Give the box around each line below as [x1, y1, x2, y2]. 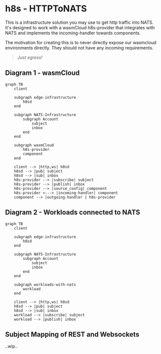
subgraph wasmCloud [14, 142, 54, 148]
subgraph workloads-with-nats [14, 282, 77, 287]
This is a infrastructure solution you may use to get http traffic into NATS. [5, 19, 154, 25]
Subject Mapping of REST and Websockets [5, 330, 140, 339]
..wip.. [5, 343, 18, 350]
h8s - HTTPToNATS [5, 3, 87, 14]
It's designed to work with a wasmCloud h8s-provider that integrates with [5, 24, 155, 30]
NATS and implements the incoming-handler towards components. [5, 30, 141, 36]
